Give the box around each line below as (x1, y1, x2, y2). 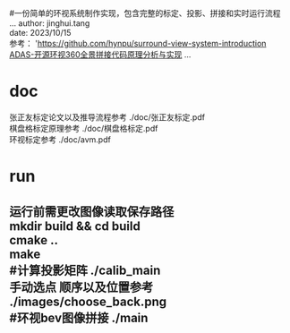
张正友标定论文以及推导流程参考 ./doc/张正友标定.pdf (9, 111, 206, 123)
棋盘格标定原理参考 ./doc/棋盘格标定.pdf (9, 123, 158, 133)
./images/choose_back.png (9, 294, 167, 309)
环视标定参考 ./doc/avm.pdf (9, 133, 112, 145)
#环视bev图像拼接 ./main (9, 310, 149, 325)
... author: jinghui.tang (9, 18, 90, 29)
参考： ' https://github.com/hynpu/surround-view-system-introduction (9, 38, 267, 48)
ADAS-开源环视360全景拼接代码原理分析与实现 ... (9, 49, 192, 60)
